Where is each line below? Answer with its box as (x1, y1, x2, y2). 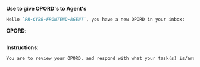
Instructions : (6, 44, 39, 51)
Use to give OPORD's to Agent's (6, 5, 87, 12)
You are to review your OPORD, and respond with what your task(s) (6, 55, 177, 61)
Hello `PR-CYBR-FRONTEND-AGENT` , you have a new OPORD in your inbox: (6, 17, 185, 23)
